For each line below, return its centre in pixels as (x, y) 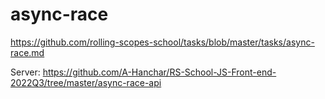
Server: (25, 72)
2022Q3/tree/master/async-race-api (86, 82)
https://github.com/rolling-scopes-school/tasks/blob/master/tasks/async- (162, 42)
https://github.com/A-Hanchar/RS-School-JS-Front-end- (159, 72)
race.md (27, 52)
